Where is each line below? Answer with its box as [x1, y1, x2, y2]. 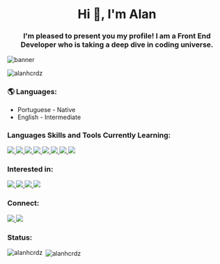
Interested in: [7, 164, 54, 173]
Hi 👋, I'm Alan [77, 6, 157, 22]
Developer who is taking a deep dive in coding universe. [20, 40, 214, 49]
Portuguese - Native [17, 105, 76, 114]
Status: [7, 233, 33, 242]
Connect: [7, 199, 40, 208]
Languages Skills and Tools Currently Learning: [7, 130, 171, 140]
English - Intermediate [17, 113, 81, 121]
